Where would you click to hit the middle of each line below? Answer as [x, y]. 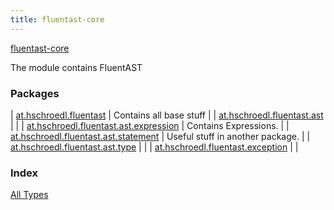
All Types [29, 195]
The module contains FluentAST [76, 67]
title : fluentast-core [57, 19]
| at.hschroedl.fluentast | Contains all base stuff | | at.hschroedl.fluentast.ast [167, 115]
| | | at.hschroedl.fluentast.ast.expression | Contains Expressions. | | [150, 125]
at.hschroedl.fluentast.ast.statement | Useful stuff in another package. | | [160, 136]
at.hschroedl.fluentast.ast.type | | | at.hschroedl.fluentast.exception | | [154, 147]
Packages [35, 93]
